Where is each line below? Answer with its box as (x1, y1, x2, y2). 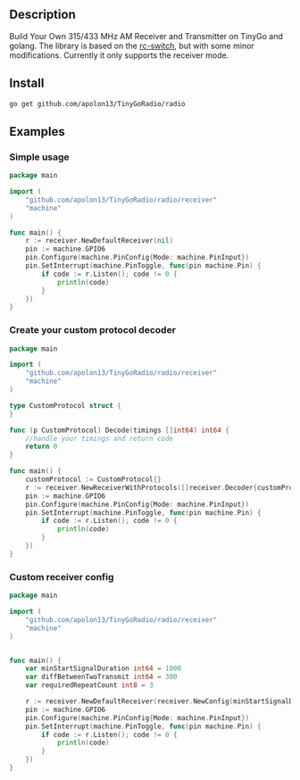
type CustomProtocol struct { (9, 401, 122, 410)
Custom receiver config (9, 570, 114, 583)
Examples (9, 124, 65, 139)
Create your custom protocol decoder (9, 324, 177, 336)
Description (9, 7, 76, 22)
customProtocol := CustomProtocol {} (25, 475, 162, 485)
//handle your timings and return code (25, 434, 174, 443)
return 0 (25, 442, 58, 452)
